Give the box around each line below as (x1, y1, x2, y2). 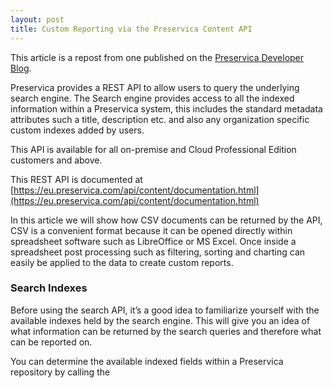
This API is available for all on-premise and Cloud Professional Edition (10, 143, 297, 155)
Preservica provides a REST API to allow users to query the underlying (10, 81, 300, 93)
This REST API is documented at (10, 173, 143, 185)
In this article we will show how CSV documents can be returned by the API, (10, 214, 323, 226)
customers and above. (10, 154, 103, 166)
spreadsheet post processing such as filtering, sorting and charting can (10, 246, 306, 258)
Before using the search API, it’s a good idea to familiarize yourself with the (10, 304, 320, 316)
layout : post (10, 14, 65, 25)
